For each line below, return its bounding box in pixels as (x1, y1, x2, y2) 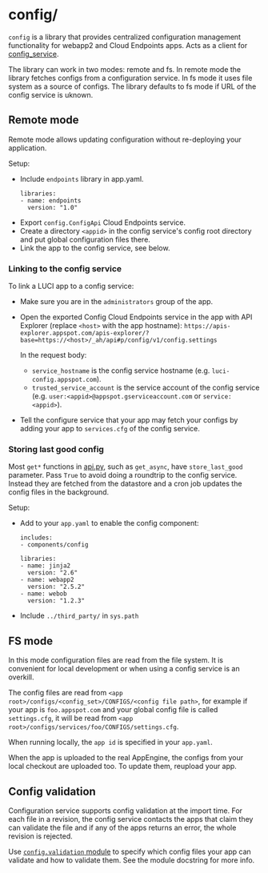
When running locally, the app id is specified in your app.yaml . (8, 738, 214, 747)
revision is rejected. (8, 831, 74, 841)
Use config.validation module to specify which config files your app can (8, 847, 252, 856)
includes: (19, 534, 54, 542)
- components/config (19, 541, 89, 549)
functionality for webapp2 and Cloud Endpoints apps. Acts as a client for (8, 40, 248, 50)
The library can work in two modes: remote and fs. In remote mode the (8, 64, 242, 74)
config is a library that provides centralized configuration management (8, 32, 242, 42)
